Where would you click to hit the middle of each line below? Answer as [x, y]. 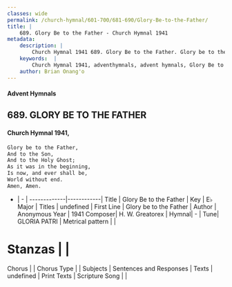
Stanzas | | [39, 249]
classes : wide [28, 13]
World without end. [35, 180]
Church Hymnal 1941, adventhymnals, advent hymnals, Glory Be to [128, 65]
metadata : [21, 39]
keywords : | [38, 59]
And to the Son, [30, 154]
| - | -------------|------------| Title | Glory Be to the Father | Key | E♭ [115, 199]
